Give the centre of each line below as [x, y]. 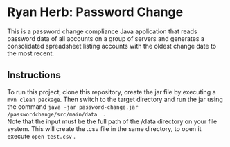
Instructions [34, 75]
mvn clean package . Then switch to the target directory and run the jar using [115, 99]
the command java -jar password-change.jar [73, 106]
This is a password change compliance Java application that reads [102, 31]
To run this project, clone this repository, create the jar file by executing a [112, 92]
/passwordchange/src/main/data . [56, 114]
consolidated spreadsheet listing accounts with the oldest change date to [112, 46]
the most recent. [30, 53]
